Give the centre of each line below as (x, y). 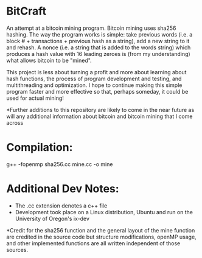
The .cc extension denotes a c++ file (61, 206)
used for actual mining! (35, 98)
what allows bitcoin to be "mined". (49, 60)
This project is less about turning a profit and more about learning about (96, 72)
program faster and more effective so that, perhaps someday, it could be (97, 91)
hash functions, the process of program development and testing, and (94, 78)
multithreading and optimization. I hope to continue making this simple (94, 85)
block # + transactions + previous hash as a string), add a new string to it (98, 41)
